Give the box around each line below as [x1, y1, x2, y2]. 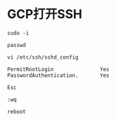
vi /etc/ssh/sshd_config [7, 53, 79, 61]
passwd [7, 41, 26, 48]
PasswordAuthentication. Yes [7, 72, 110, 79]
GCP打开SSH [7, 6, 83, 22]
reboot [7, 108, 26, 115]
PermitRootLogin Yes [7, 66, 110, 73]
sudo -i [7, 29, 30, 37]
